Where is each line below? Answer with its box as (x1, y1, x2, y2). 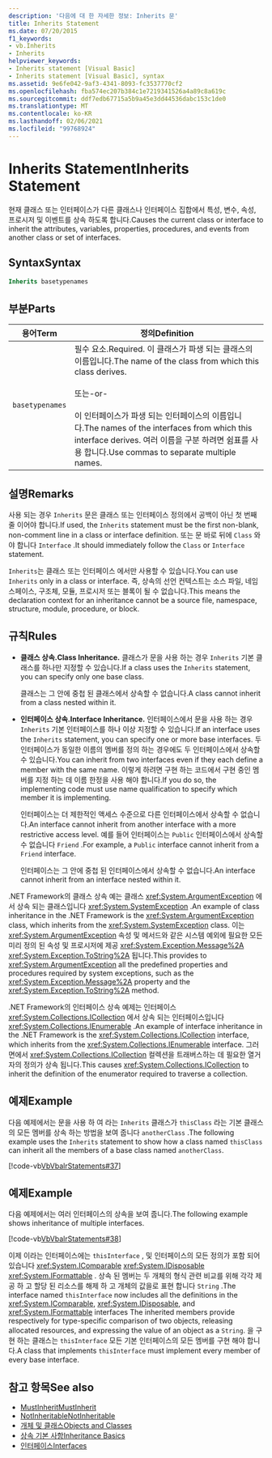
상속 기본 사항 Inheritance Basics (19, 1430, 125, 1441)
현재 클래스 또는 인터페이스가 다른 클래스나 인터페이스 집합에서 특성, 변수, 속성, (8, 204, 257, 215)
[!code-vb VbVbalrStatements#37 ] (8, 1161, 121, 1171)
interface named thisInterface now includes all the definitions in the (8, 1290, 239, 1300)
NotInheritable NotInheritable (19, 1411, 116, 1421)
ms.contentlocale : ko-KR (8, 110, 92, 118)
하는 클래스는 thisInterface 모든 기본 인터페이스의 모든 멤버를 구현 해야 (16, 1336, 245, 1345)
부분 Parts (8, 301, 56, 316)
